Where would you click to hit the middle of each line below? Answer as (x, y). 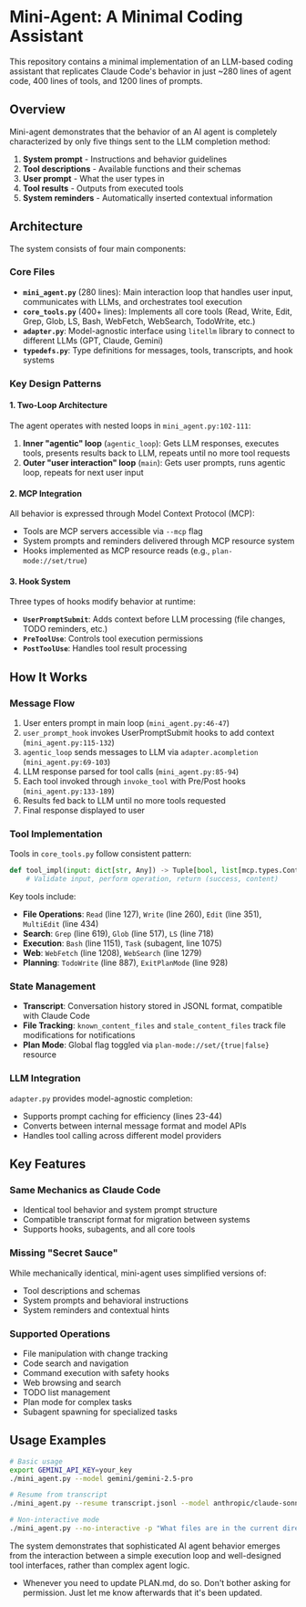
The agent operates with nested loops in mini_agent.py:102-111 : (130, 425)
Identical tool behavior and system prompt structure (120, 1210)
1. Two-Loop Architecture (58, 405)
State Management (53, 986)
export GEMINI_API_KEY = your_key (71, 1470)
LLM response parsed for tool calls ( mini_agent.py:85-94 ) (131, 772)
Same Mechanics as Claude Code (85, 1191)
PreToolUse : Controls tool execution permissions (112, 639)
